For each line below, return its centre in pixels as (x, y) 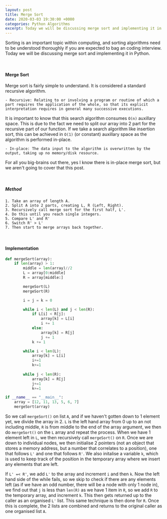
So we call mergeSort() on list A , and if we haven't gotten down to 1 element (83, 416)
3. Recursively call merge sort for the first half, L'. (66, 210)
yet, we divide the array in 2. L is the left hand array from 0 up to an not (78, 421)
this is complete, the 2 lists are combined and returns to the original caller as (84, 506)
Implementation (22, 248)
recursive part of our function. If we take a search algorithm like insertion (80, 129)
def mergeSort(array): (29, 259)
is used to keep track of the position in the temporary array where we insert (83, 459)
